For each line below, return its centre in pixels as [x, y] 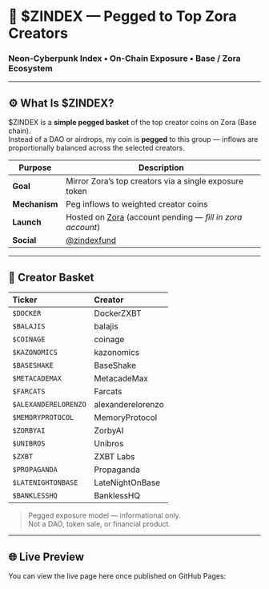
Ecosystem [31, 69]
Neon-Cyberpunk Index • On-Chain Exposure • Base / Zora [125, 58]
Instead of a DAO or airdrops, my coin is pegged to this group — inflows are [133, 139]
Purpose [35, 167]
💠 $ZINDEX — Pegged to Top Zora [123, 16]
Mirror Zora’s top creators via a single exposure [155, 181]
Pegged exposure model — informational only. [104, 515]
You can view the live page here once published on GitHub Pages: [117, 575]
